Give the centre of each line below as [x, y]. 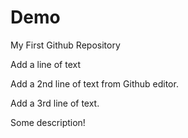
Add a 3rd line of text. [55, 103]
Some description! [48, 122]
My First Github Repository [65, 45]
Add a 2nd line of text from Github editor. [94, 83]
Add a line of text [45, 64]
